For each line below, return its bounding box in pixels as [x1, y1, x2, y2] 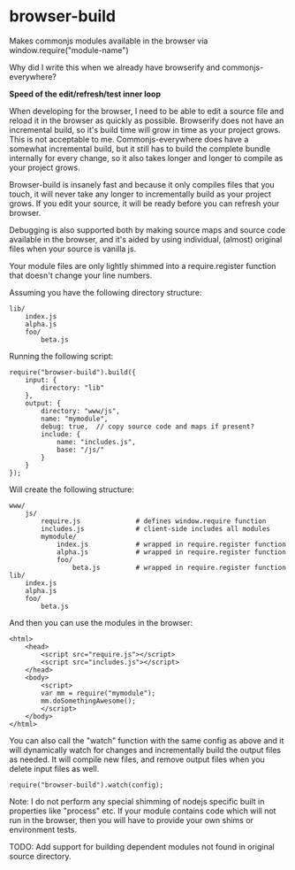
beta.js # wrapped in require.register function [72, 563, 287, 572]
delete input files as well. [9, 763, 100, 774]
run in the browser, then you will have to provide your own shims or [9, 814, 254, 825]
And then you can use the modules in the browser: [9, 617, 193, 627]
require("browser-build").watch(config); [9, 781, 164, 789]
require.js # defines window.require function [41, 516, 267, 526]
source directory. [9, 851, 72, 861]
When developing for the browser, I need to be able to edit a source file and [9, 105, 284, 116]
